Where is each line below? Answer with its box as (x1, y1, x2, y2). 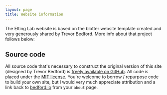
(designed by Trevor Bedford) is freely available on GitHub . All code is (5, 69, 149, 75)
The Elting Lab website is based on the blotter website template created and (5, 25, 162, 31)
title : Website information (5, 12, 64, 17)
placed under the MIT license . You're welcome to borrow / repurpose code (5, 74, 159, 80)
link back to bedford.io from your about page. (5, 85, 98, 91)
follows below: (5, 36, 35, 42)
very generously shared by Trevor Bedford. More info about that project (5, 31, 152, 37)
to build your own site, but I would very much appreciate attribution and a (5, 79, 156, 85)
